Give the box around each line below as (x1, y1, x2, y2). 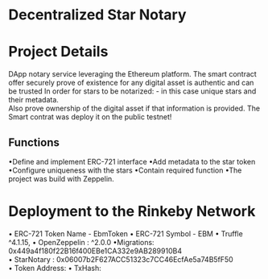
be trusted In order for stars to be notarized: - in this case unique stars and (8, 86, 257, 96)
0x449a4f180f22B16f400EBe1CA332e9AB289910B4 (8, 246, 183, 256)
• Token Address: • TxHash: (8, 263, 102, 273)
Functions (8, 135, 60, 149)
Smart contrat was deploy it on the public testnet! (8, 112, 172, 122)
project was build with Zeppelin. (8, 173, 114, 183)
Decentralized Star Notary (8, 6, 187, 24)
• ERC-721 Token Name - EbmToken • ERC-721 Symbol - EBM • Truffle (8, 228, 243, 239)
